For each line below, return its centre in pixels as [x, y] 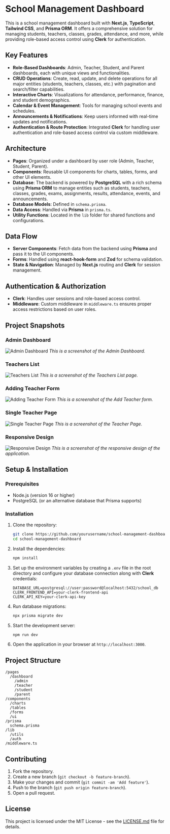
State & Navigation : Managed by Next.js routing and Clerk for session [87, 265]
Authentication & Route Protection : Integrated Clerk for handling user [86, 127]
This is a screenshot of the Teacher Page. [98, 424]
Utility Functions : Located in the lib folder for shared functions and [84, 215]
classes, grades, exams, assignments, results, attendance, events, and [87, 193]
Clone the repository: [35, 525]
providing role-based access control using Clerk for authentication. [76, 39]
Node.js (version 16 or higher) [44, 495]
